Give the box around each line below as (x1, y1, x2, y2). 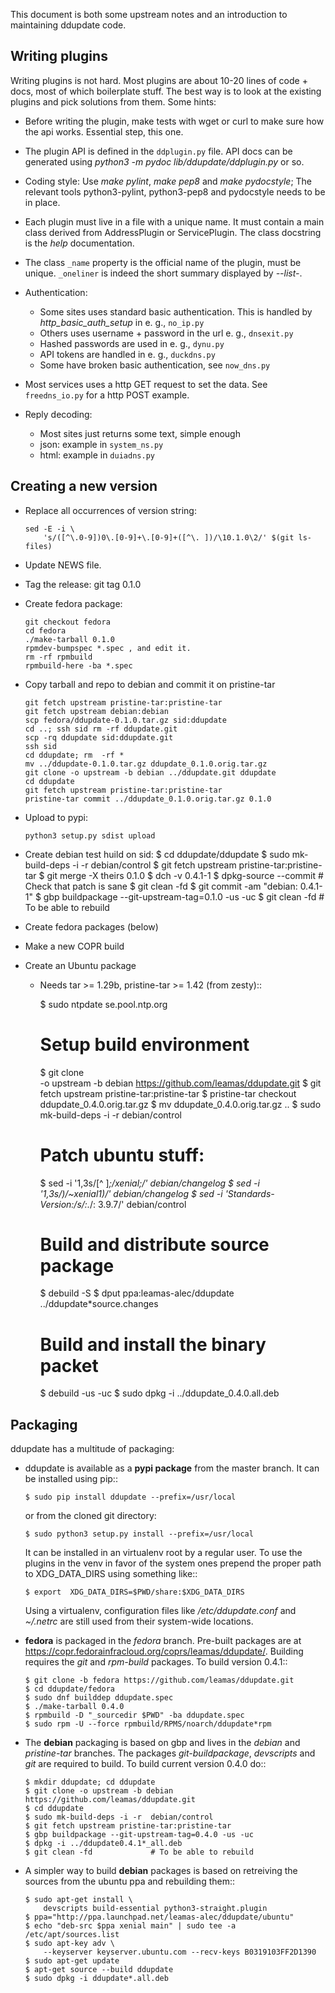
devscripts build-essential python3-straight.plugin (43, 1904, 268, 1914)
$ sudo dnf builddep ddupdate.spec (24, 1693, 174, 1703)
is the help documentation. (24, 237, 135, 249)
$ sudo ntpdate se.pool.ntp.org (39, 998, 168, 1010)
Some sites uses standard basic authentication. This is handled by (39, 305, 313, 318)
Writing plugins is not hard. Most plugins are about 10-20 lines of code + (10, 74, 308, 86)
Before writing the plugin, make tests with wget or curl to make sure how (24, 115, 325, 127)
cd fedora (24, 625, 67, 636)
